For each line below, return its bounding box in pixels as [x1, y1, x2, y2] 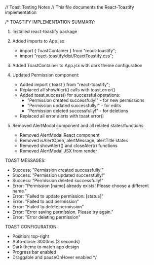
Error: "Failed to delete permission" [12, 204, 84, 209]
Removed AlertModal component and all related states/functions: [12, 123, 145, 128]
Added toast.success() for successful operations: [19, 92, 120, 98]
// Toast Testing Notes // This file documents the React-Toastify [5, 4, 134, 10]
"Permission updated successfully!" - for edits [27, 103, 121, 108]
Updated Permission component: [12, 72, 80, 78]
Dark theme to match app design [12, 244, 79, 250]
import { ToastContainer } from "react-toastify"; [19, 48, 117, 53]
